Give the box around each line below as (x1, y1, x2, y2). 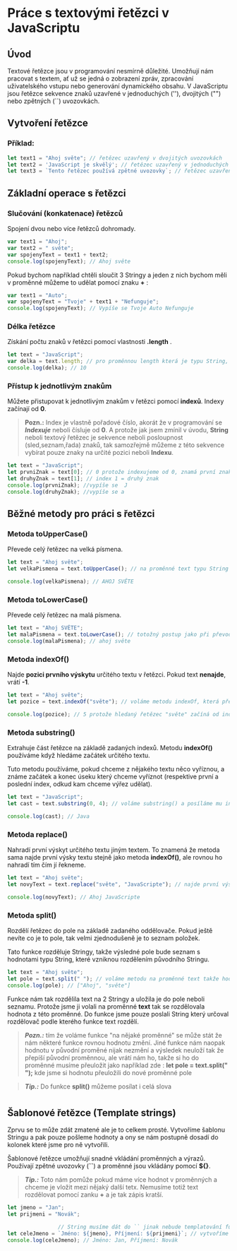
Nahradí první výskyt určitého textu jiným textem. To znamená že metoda (7, 846, 220, 854)
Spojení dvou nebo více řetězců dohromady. (7, 225, 136, 232)
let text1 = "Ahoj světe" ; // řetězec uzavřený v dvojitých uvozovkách (7, 154, 222, 162)
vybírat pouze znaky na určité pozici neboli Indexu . (24, 449, 174, 457)
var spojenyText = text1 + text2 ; (7, 251, 109, 259)
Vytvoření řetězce (7, 117, 88, 129)
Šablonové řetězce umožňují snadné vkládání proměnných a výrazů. (7, 1154, 206, 1163)
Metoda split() (7, 910, 57, 920)
